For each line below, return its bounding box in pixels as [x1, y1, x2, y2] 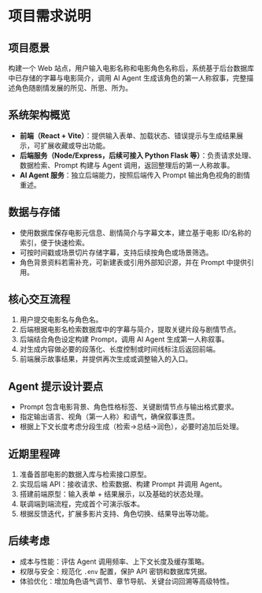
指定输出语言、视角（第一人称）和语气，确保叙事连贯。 [19, 412, 199, 422]
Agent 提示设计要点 [8, 379, 104, 393]
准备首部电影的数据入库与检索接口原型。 [19, 470, 151, 479]
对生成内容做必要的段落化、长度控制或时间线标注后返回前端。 [19, 345, 220, 354]
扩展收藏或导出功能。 [40, 140, 110, 150]
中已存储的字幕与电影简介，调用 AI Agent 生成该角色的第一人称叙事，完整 [8, 73, 247, 83]
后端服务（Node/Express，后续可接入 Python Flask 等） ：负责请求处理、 [19, 151, 256, 160]
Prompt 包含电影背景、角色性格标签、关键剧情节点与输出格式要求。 [19, 402, 238, 412]
